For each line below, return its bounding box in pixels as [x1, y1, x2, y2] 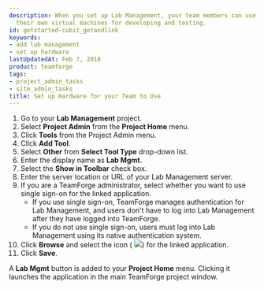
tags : [9, 70, 27, 78]
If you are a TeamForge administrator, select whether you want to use [20, 180, 247, 190]
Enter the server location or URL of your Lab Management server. [20, 172, 233, 182]
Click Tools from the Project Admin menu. [20, 131, 157, 140]
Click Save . [20, 249, 58, 258]
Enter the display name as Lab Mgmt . [20, 155, 143, 165]
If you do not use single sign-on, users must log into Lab [32, 222, 216, 232]
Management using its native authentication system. [32, 231, 202, 240]
